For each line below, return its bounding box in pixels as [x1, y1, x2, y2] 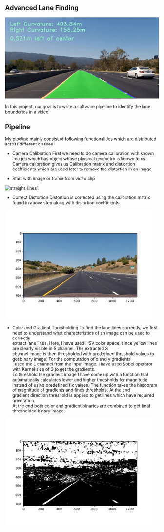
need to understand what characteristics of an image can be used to [12, 330, 150, 336]
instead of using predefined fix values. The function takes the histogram [12, 382, 158, 388]
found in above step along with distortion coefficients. [12, 200, 121, 206]
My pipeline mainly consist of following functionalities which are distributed [5, 136, 157, 142]
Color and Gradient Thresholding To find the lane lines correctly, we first [12, 325, 158, 331]
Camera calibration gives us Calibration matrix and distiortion [12, 161, 135, 167]
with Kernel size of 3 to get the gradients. [12, 366, 96, 372]
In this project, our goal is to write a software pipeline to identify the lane [5, 103, 151, 109]
